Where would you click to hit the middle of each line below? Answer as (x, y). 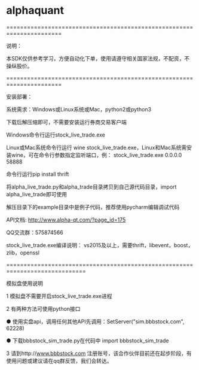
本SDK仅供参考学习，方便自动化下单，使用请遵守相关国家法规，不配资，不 (98, 58)
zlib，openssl (23, 253)
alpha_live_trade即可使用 (37, 194)
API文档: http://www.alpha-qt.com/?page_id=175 (66, 220)
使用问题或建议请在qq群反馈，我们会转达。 (59, 360)
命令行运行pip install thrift (38, 174)
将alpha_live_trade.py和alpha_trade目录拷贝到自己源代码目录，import (91, 187)
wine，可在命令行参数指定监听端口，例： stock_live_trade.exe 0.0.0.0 (97, 155)
